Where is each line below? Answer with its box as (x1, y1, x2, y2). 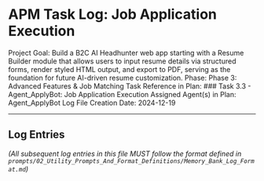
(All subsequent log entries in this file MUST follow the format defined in (8, 149, 242, 158)
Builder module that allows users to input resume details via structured (8, 56, 236, 66)
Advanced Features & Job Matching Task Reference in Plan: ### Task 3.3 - (8, 81, 251, 91)
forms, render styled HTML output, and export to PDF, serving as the (8, 64, 231, 74)
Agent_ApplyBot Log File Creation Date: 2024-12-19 (8, 98, 176, 107)
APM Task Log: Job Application (8, 5, 218, 24)
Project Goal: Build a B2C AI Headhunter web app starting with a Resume (8, 48, 244, 57)
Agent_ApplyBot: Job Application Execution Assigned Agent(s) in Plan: (8, 89, 237, 99)
